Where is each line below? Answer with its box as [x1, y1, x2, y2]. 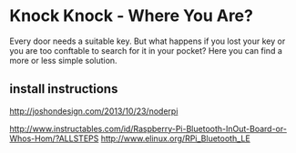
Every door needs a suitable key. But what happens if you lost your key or [9, 36, 286, 46]
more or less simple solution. [9, 55, 117, 66]
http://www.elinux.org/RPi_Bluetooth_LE [100, 133, 250, 144]
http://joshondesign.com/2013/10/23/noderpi [9, 106, 179, 117]
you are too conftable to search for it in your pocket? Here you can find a [9, 45, 282, 56]
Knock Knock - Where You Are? [9, 5, 253, 26]
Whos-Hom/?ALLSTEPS [9, 133, 99, 144]
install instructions [9, 81, 118, 97]
